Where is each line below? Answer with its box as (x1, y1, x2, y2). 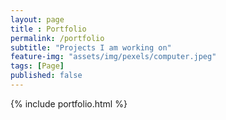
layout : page (10, 14, 65, 25)
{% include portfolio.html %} (10, 97, 128, 110)
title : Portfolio (10, 24, 87, 34)
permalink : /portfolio (10, 33, 105, 43)
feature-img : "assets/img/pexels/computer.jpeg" (10, 52, 217, 62)
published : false (10, 71, 83, 81)
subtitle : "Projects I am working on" (10, 42, 172, 53)
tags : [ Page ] (10, 61, 65, 71)
